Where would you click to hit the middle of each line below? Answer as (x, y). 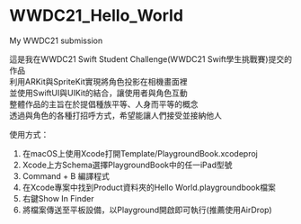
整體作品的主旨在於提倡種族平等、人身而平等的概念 (104, 103)
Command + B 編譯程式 (66, 175)
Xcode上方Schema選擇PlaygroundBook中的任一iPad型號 (127, 165)
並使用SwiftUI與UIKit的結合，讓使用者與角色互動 (99, 93)
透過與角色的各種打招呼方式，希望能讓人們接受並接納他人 (115, 115)
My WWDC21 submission (56, 40)
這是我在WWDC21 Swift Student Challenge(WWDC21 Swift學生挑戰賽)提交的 (150, 58)
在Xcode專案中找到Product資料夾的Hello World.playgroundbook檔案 (149, 187)
